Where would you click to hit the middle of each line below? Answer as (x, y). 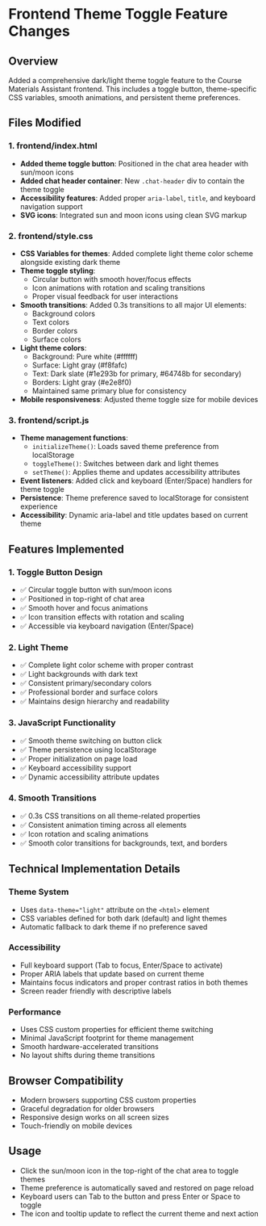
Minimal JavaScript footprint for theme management (107, 1038)
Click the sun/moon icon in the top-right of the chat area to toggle (129, 1170)
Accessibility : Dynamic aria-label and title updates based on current (134, 515)
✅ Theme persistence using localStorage (88, 749)
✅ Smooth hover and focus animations (84, 607)
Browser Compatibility (66, 1080)
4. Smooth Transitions (52, 798)
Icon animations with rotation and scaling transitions (118, 288)
